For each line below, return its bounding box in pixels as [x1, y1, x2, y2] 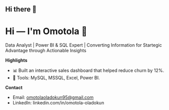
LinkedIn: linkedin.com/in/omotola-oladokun [12, 100, 104, 106]
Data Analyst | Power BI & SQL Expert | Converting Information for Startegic [5, 42, 162, 48]
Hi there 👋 [5, 5, 37, 14]
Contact [5, 85, 23, 91]
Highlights [5, 57, 28, 63]
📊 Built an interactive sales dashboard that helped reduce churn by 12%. [12, 67, 164, 74]
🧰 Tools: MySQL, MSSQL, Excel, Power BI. [12, 75, 100, 81]
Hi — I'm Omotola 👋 [5, 25, 87, 37]
